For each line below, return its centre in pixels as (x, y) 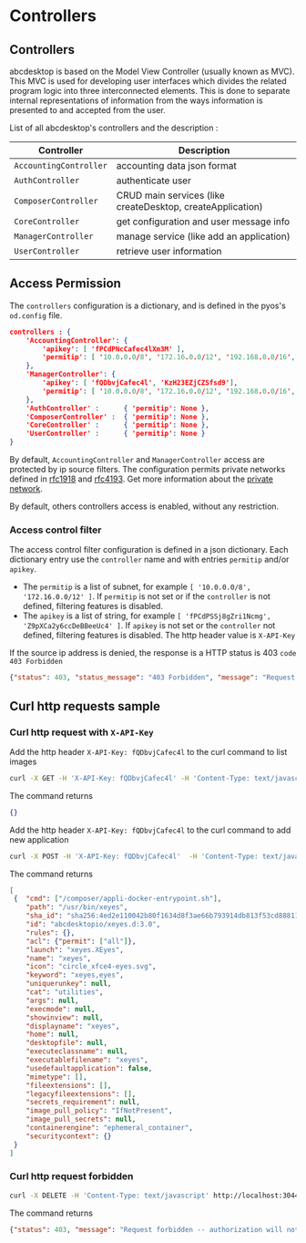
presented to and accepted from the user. (87, 110)
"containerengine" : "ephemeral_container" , (110, 1128)
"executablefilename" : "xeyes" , (87, 1060)
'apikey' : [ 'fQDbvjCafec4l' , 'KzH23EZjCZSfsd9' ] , (140, 383)
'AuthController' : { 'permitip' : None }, (117, 408)
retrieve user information (169, 251)
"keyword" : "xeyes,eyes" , (75, 975)
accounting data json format (176, 166)
